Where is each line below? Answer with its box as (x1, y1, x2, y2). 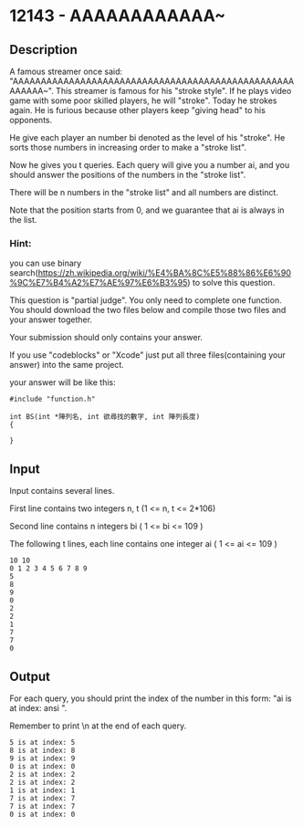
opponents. (9, 115, 53, 125)
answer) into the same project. (9, 360, 125, 371)
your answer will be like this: (9, 377, 116, 388)
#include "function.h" (9, 394, 96, 404)
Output (9, 668, 50, 685)
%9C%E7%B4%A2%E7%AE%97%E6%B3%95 (9, 277, 188, 288)
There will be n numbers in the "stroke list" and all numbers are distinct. (9, 187, 278, 197)
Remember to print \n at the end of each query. (9, 720, 187, 731)
